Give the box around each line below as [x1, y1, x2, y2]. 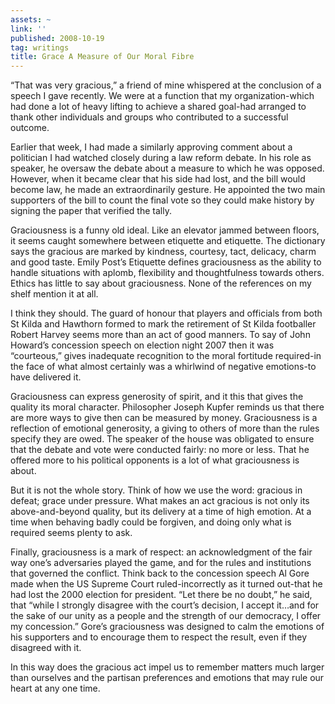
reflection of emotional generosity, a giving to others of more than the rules [10, 422, 320, 435]
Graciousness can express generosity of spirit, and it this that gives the [10, 391, 304, 403]
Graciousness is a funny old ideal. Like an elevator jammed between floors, [10, 224, 320, 236]
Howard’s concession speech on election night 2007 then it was [10, 339, 275, 351]
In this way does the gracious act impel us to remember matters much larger [10, 661, 325, 673]
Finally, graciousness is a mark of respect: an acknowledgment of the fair [10, 546, 313, 558]
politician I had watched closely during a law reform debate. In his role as [10, 152, 312, 164]
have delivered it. [10, 371, 82, 383]
